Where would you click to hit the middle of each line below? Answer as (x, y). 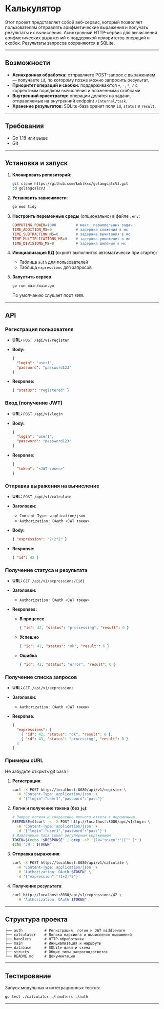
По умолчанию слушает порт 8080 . (48, 295)
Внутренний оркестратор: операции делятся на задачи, (71, 96)
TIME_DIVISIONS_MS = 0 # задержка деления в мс (69, 243)
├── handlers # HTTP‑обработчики (44, 939)
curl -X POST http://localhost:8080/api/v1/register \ (69, 790)
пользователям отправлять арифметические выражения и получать (77, 27)
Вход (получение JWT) (34, 403)
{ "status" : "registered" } (41, 390)
